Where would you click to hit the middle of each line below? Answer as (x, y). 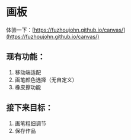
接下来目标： (30, 108)
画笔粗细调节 (30, 123)
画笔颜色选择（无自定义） (46, 80)
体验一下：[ (20, 30)
